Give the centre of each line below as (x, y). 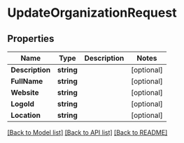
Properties (31, 39)
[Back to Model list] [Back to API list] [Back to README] (87, 133)
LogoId (23, 104)
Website (25, 92)
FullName (27, 81)
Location (26, 115)
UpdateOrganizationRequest (92, 13)
